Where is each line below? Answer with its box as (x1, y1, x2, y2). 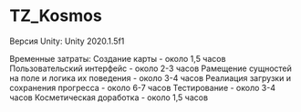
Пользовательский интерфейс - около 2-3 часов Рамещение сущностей (9, 63, 292, 74)
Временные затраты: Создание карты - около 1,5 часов (9, 53, 226, 64)
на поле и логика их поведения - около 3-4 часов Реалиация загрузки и (9, 72, 292, 83)
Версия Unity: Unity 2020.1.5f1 (9, 36, 125, 46)
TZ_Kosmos (9, 5, 102, 26)
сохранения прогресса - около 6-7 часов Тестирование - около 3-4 (9, 82, 276, 93)
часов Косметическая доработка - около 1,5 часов (9, 92, 208, 103)
